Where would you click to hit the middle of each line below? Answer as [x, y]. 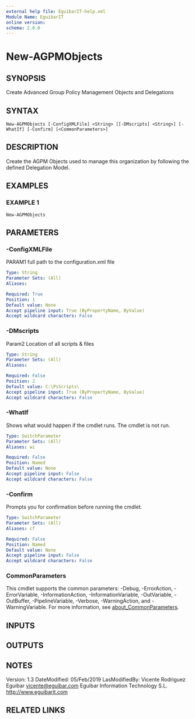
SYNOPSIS [26, 78]
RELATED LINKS [36, 711]
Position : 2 [20, 381]
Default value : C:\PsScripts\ [43, 387]
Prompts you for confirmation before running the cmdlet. [74, 507]
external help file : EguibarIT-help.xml [56, 11]
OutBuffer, [18, 601]
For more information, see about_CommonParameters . [114, 607]
